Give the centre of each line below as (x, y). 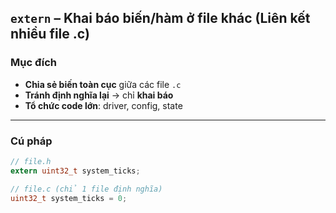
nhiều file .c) (50, 34)
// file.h (31, 161)
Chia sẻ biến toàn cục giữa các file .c (103, 84)
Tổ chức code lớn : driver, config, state (103, 105)
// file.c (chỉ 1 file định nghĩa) (86, 189)
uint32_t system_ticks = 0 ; (69, 198)
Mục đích (34, 63)
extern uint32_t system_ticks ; (75, 171)
